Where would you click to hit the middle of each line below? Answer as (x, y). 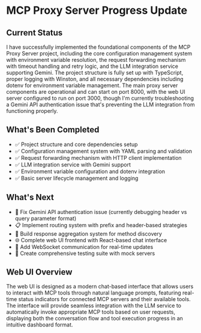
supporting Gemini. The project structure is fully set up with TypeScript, (95, 72)
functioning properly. (32, 111)
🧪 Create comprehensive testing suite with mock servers (85, 253)
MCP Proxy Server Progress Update (97, 11)
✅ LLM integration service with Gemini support (73, 164)
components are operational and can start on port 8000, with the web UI (96, 92)
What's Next (30, 197)
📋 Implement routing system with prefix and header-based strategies (101, 225)
